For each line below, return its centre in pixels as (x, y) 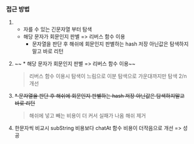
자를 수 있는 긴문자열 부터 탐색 (58, 29)
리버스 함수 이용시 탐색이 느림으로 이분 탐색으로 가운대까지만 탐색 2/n (108, 76)
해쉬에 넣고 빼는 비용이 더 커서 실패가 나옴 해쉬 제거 (87, 116)
